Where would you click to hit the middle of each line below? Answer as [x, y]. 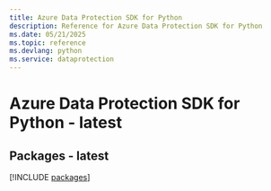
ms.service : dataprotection [62, 59]
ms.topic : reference [48, 43]
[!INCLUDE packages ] [50, 177]
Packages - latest [59, 156]
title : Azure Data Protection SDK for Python [96, 17]
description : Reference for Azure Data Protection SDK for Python [136, 26]
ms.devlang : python [46, 51]
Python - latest [66, 123]
